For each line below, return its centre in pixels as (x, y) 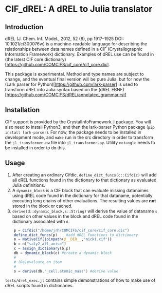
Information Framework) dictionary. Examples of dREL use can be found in (80, 54)
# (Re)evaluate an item (38, 262)
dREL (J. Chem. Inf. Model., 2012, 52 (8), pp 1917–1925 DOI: (64, 39)
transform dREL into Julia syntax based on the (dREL (58, 89)
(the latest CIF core (24, 59)
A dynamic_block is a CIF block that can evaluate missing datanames (80, 190)
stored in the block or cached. (42, 206)
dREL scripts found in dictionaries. (39, 286)
